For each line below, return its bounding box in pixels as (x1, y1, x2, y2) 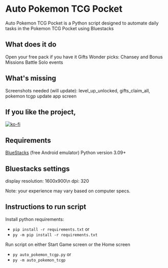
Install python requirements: (5, 216, 64, 222)
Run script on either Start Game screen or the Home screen (5, 241, 131, 248)
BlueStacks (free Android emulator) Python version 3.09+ (5, 150, 126, 156)
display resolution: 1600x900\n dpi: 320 (5, 178, 89, 184)
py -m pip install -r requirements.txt (12, 232, 98, 237)
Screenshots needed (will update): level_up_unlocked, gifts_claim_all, (5, 87, 151, 93)
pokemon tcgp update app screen (5, 93, 77, 99)
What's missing (5, 74, 56, 83)
